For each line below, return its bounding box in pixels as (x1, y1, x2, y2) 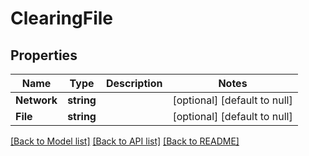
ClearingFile (10, 7, 114, 30)
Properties (10, 47, 78, 64)
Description (105, 77, 163, 90)
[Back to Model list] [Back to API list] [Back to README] (10, 135, 240, 147)
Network (15, 93, 58, 107)
